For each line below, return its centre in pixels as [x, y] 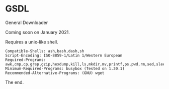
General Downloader [27, 22]
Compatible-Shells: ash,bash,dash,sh [45, 51]
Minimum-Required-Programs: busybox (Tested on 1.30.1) [65, 68]
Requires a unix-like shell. [32, 42]
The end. [15, 82]
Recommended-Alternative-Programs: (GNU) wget [55, 73]
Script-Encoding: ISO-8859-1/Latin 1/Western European [64, 55]
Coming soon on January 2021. [38, 32]
